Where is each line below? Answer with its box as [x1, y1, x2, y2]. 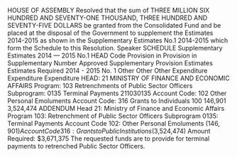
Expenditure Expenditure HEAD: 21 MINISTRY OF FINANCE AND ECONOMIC [7, 74, 231, 82]
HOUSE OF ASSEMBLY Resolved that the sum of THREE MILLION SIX [7, 6, 210, 14]
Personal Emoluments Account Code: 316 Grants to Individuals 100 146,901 [7, 97, 226, 105]
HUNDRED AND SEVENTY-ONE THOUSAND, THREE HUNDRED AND [7, 13, 208, 22]
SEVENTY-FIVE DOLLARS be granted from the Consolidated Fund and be [7, 21, 221, 29]
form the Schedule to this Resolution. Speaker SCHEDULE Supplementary [7, 44, 223, 52]
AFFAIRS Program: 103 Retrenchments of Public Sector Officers [7, 82, 193, 90]
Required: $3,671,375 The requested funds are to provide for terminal [7, 134, 210, 143]
